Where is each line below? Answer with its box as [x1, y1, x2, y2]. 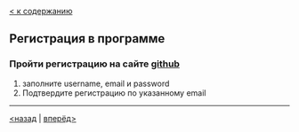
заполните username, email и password [21, 78, 170, 89]
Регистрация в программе [9, 31, 166, 46]
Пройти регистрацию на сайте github [9, 58, 181, 70]
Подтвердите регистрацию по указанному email [21, 87, 206, 98]
